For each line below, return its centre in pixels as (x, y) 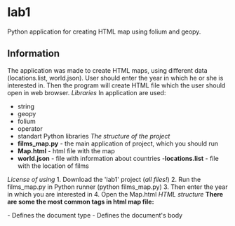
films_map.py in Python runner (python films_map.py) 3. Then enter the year (117, 187)
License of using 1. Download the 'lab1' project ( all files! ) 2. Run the (104, 179)
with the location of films (53, 166)
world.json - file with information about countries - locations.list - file (118, 158)
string (26, 106)
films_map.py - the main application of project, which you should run (118, 143)
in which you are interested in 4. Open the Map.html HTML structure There (115, 194)
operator (30, 128)
